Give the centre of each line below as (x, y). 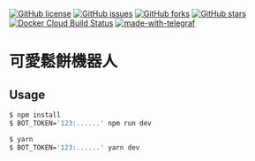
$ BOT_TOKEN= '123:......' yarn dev (75, 147)
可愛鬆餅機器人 (64, 61)
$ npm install (35, 115)
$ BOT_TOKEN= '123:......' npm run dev (80, 123)
